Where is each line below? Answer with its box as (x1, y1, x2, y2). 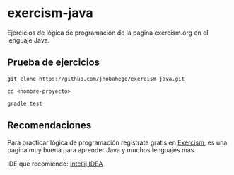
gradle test (7, 100, 42, 107)
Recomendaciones (7, 119, 92, 132)
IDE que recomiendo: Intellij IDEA (7, 159, 103, 168)
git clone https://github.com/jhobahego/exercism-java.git (7, 75, 185, 82)
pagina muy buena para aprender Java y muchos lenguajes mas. (7, 145, 197, 154)
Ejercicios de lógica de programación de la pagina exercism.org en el (7, 28, 209, 37)
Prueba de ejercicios (7, 57, 100, 69)
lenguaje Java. (7, 35, 50, 44)
